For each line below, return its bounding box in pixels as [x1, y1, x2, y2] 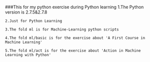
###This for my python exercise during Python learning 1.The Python [5, 4, 144, 10]
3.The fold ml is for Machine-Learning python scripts [5, 27, 119, 32]
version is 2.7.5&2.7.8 [5, 9, 47, 15]
